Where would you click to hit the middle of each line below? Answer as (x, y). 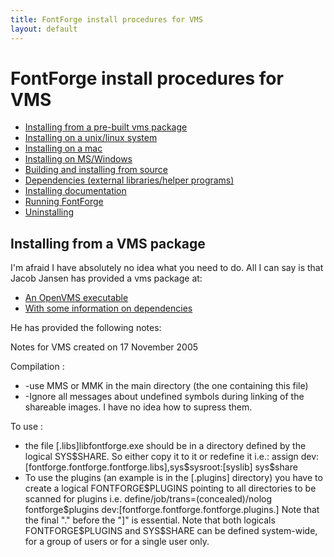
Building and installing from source (96, 170)
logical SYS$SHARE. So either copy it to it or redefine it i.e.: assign (161, 457)
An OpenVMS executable (76, 298)
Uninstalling (49, 212)
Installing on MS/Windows (78, 159)
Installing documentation (75, 191)
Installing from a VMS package (108, 243)
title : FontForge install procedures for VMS (106, 19)
